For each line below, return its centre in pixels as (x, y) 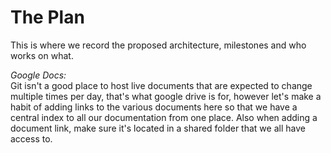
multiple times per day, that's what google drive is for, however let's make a (166, 96)
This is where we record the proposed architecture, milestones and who (158, 45)
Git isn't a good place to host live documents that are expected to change (161, 85)
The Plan (47, 17)
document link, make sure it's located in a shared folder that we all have (158, 128)
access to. (31, 138)
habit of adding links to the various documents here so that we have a (154, 107)
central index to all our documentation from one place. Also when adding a (164, 117)
